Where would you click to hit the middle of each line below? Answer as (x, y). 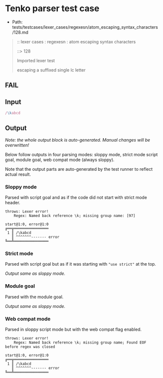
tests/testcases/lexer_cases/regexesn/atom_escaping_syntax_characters (85, 27)
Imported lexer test (36, 60)
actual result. (18, 174)
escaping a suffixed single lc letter (51, 70)
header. (13, 203)
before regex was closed (30, 347)
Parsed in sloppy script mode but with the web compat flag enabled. (73, 329)
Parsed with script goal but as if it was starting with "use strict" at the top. (81, 264)
